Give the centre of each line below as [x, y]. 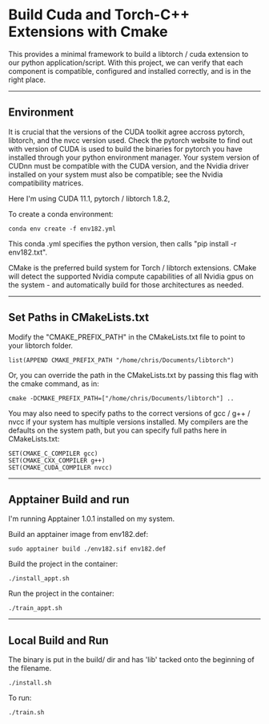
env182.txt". [28, 252]
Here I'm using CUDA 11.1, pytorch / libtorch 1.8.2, [89, 198]
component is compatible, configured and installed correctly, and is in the [130, 71]
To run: [20, 698]
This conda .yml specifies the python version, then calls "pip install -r [122, 243]
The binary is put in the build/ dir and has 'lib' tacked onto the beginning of [131, 660]
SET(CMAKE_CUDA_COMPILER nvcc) [60, 467]
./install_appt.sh [39, 579]
